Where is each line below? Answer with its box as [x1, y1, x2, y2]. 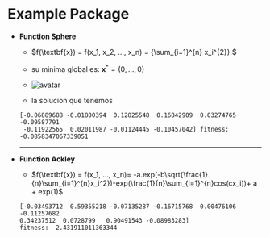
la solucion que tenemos [31, 95, 114, 105]
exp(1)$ [38, 186, 64, 196]
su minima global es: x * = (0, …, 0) [31, 62, 145, 73]
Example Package [7, 5, 130, 23]
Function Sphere [19, 31, 77, 41]
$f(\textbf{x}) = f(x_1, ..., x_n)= [31, 169, 132, 179]
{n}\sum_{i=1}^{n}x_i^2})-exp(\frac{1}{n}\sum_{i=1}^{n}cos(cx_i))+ [31, 178, 251, 188]
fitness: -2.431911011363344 [19, 223, 118, 232]
